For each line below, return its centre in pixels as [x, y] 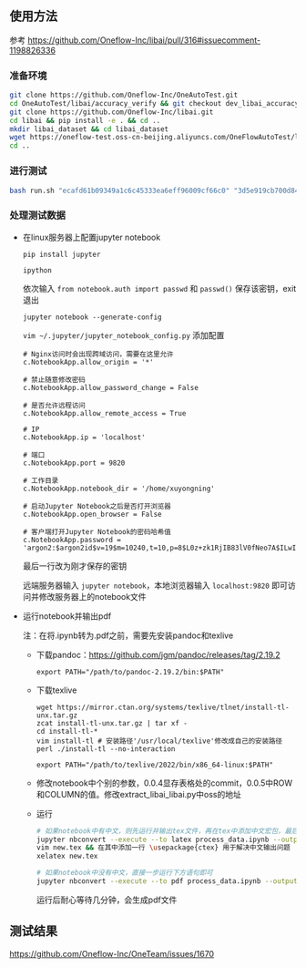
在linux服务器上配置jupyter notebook [92, 237]
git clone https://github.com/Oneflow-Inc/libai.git [112, 112]
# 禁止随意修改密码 [54, 380]
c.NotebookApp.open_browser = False [92, 514]
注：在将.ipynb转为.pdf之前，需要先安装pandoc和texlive [128, 635]
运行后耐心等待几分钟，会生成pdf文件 [107, 900]
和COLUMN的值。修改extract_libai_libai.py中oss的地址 [138, 794]
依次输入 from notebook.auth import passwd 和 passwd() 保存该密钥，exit [159, 288]
